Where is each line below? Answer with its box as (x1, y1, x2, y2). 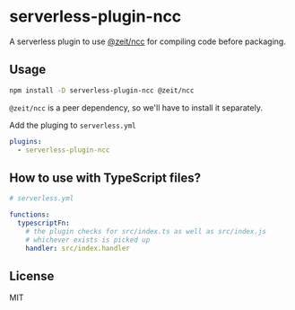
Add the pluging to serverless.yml (9, 120, 136, 130)
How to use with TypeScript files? (9, 170, 202, 185)
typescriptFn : (17, 218, 70, 227)
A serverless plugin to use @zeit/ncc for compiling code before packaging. (9, 36, 287, 47)
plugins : (9, 137, 42, 146)
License (9, 268, 55, 284)
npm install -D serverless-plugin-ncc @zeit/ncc (9, 85, 195, 95)
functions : (9, 210, 50, 219)
